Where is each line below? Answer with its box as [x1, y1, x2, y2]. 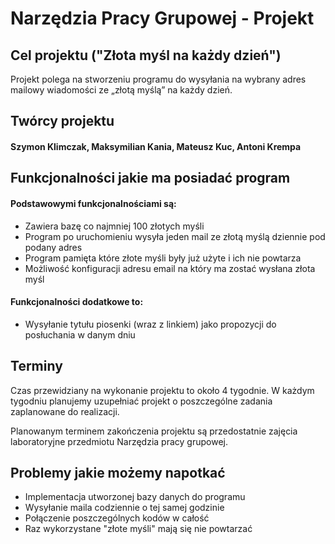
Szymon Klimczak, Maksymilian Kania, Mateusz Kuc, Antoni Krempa [10, 140, 302, 152]
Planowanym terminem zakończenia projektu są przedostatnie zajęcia [10, 425, 298, 437]
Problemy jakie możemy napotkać [10, 464, 226, 481]
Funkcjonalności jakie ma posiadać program [10, 170, 291, 187]
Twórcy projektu [10, 113, 115, 130]
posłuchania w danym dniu [24, 328, 136, 341]
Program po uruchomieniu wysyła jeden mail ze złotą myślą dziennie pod [24, 230, 326, 242]
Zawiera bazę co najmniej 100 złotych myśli [24, 220, 205, 232]
